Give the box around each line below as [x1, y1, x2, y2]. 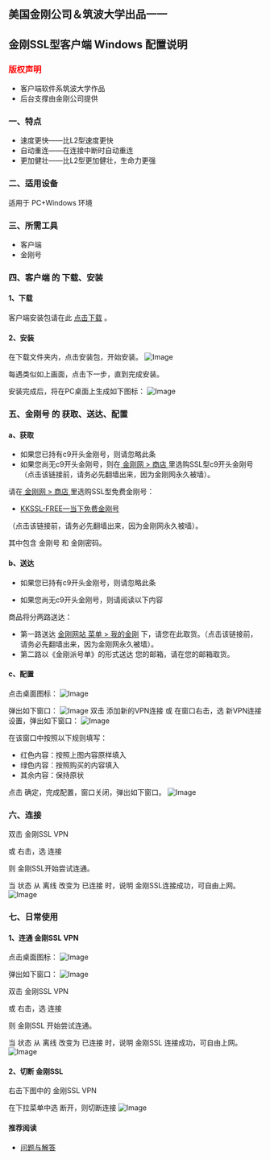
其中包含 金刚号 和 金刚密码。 [8, 538, 106, 548]
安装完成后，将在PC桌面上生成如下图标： [8, 386, 146, 397]
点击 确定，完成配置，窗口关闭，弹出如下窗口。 [8, 787, 166, 796]
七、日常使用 [8, 912, 59, 923]
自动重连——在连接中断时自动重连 [19, 146, 134, 156]
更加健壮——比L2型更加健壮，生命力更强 [19, 156, 156, 165]
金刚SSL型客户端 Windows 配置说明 [8, 37, 188, 51]
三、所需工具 [8, 220, 59, 231]
